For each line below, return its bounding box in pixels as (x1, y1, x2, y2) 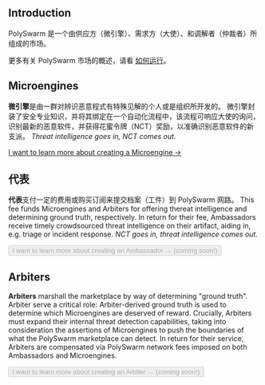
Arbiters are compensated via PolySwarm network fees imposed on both (8, 343, 247, 352)
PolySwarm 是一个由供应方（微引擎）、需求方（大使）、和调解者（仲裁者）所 (8, 28, 258, 38)
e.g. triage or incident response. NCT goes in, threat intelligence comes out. (8, 229, 258, 239)
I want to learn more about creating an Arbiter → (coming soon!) (12, 367, 200, 376)
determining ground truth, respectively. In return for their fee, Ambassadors (8, 212, 257, 222)
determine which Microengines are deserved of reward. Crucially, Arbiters (8, 308, 252, 318)
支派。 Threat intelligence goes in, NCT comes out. (8, 131, 176, 141)
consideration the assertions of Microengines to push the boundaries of (8, 325, 245, 335)
